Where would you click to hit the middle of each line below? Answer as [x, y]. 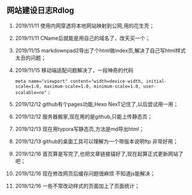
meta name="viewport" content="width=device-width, [79, 81]
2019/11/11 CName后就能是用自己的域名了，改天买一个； [83, 38]
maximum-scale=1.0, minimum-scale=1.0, [92, 86]
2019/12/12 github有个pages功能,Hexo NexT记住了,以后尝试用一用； [97, 104]
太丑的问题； [30, 58]
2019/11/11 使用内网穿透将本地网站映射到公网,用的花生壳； [85, 26]
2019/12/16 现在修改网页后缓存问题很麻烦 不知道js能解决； [85, 173]
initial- [156, 81]
